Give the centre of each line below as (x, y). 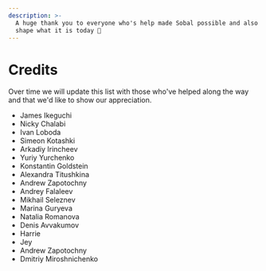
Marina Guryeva (46, 208)
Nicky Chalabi (43, 124)
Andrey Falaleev (46, 192)
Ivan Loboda (40, 133)
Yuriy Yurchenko (47, 158)
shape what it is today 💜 (59, 30)
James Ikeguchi (46, 115)
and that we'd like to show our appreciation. (80, 100)
